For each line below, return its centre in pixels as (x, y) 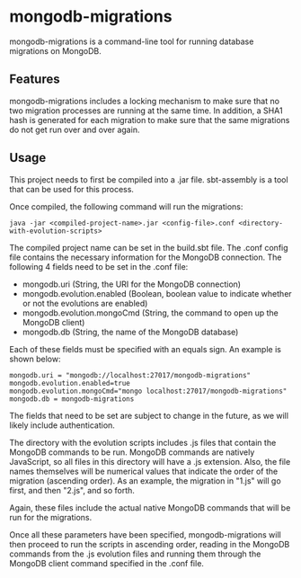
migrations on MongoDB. (55, 50)
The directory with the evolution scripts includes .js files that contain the (143, 442)
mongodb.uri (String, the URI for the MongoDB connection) (131, 284)
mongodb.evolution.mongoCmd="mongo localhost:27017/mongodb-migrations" (148, 391)
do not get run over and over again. (75, 129)
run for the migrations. (51, 517)
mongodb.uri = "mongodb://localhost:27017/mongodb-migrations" (130, 375)
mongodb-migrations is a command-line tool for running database (132, 41)
